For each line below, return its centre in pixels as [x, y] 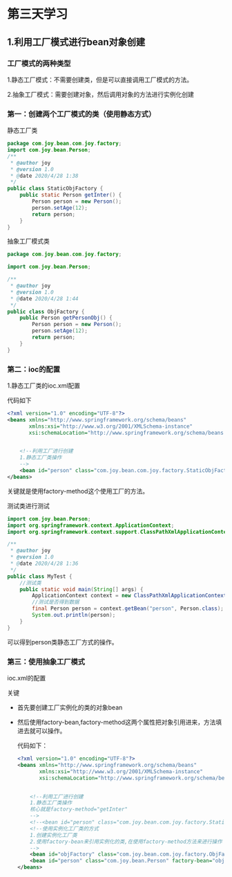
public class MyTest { [40, 576]
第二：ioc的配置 [34, 369]
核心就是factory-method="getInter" [79, 810]
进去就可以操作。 [41, 731]
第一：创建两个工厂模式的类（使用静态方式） [81, 114]
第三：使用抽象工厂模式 [46, 662]
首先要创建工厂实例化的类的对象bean [70, 707]
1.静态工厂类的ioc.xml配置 [44, 386]
